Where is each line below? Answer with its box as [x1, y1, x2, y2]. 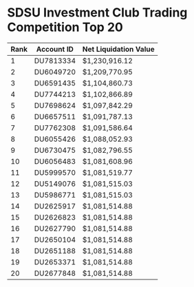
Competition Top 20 [7, 19, 124, 35]
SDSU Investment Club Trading [7, 5, 188, 21]
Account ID [36, 44, 74, 54]
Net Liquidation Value [82, 44, 155, 54]
